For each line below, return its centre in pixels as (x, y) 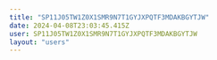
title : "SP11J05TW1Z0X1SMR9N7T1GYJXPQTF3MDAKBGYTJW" (109, 17)
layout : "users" (39, 42)
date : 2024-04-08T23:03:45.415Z (69, 26)
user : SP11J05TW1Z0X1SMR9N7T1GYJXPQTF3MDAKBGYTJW (104, 34)
